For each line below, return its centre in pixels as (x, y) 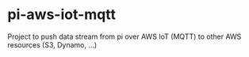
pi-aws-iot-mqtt (62, 15)
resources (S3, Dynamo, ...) (52, 44)
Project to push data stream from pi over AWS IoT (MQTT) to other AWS (125, 36)
